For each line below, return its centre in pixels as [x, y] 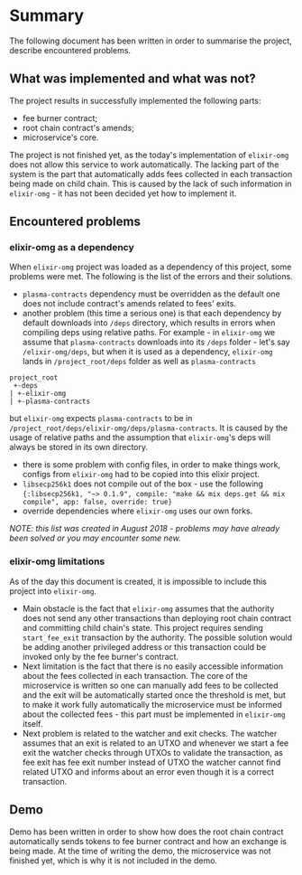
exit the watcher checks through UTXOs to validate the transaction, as [153, 752]
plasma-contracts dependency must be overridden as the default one [151, 294]
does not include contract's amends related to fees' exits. [129, 304]
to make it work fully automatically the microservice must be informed [152, 704]
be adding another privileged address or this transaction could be [144, 646]
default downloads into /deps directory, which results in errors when [149, 323]
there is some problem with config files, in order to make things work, [151, 465]
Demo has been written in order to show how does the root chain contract [146, 832]
